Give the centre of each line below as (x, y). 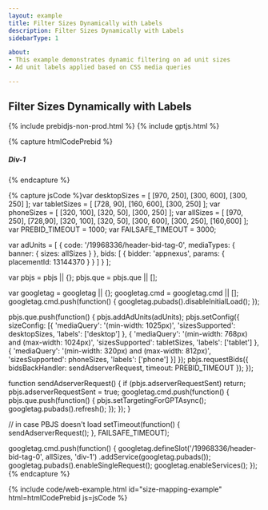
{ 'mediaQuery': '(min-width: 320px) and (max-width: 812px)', (110, 351)
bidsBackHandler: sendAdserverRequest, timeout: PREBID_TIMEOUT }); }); (131, 368)
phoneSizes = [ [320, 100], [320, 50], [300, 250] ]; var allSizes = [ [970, (126, 212)
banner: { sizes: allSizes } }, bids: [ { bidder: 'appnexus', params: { (117, 253)
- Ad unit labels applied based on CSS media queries (100, 68)
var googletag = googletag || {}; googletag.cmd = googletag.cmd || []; (124, 293)
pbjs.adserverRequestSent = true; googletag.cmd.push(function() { (119, 392)
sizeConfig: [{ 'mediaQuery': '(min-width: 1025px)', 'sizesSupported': (122, 325)
